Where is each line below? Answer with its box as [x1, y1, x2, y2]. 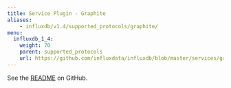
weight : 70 [19, 42, 51, 49]
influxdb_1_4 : [13, 36, 54, 43]
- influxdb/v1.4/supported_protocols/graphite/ [19, 23, 158, 30]
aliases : [7, 16, 32, 23]
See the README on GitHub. [7, 74, 88, 82]
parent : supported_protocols [19, 49, 103, 56]
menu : [7, 29, 23, 36]
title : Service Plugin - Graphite [7, 10, 107, 17]
